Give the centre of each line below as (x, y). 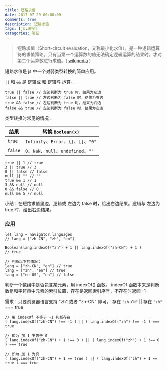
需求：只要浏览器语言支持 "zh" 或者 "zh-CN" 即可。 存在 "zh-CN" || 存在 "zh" (84, 302)
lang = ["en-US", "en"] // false (40, 275)
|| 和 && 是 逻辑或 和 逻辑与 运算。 (40, 82)
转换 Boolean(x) (61, 132)
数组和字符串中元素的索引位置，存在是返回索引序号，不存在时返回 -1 (76, 291)
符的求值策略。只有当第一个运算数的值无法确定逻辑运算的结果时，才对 (90, 54)
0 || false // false (27, 172)
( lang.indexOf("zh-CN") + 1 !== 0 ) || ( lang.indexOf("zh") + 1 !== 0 (82, 340)
